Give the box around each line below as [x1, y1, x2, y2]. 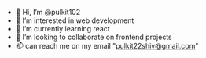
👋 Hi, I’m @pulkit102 [15, 8, 81, 16]
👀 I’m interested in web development [15, 16, 134, 25]
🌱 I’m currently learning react [15, 24, 110, 33]
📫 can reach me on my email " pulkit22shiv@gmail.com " [15, 42, 199, 50]
